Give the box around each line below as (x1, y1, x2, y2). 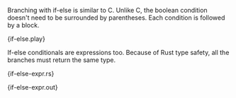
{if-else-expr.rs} (7, 70, 55, 78)
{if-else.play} (7, 35, 46, 43)
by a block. (7, 21, 40, 29)
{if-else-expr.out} (7, 83, 58, 91)
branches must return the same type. (7, 56, 116, 64)
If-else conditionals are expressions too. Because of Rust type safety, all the (7, 49, 230, 56)
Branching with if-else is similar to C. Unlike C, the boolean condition (7, 6, 208, 14)
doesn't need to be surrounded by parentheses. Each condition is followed (7, 13, 225, 22)
